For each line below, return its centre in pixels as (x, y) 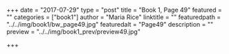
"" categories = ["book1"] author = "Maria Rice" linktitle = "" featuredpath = (114, 17)
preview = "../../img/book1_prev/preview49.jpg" (74, 31)
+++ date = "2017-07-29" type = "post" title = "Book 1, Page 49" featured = (114, 10)
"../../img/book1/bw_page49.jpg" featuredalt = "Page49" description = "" (110, 24)
